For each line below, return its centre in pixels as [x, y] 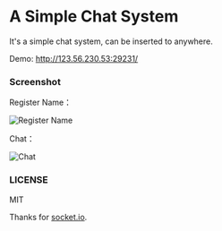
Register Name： [40, 103]
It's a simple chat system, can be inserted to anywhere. [111, 41]
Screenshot [35, 81]
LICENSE [29, 180]
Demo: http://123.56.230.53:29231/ [74, 58]
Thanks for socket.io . [48, 217]
